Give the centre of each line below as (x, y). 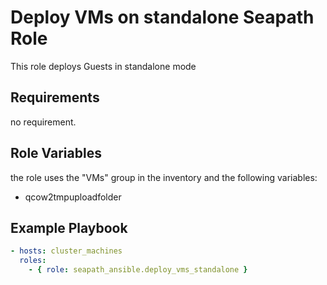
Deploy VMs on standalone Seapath (162, 17)
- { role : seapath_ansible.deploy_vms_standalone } (138, 270)
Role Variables (56, 153)
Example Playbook (69, 227)
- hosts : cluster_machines (66, 251)
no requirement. (43, 122)
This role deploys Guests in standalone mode (103, 66)
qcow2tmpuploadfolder (73, 197)
